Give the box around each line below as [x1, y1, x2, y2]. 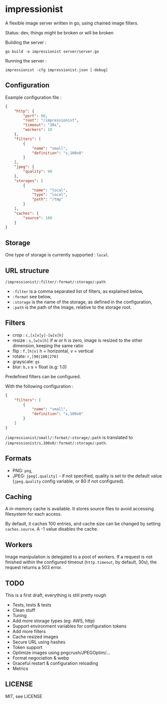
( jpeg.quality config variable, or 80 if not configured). [12, 478, 125, 484]
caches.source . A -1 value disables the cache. [5, 526, 99, 532]
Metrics [12, 666, 28, 672]
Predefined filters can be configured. [5, 373, 81, 379]
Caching [5, 493, 32, 501]
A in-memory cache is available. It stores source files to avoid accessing [5, 506, 154, 512]
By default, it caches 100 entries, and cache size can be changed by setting [5, 521, 161, 527]
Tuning [12, 613, 27, 619]
